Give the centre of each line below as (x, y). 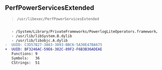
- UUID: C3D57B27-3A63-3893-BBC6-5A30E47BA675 (54, 45)
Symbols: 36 (26, 58)
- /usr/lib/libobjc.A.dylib (40, 40)
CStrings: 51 (26, 63)
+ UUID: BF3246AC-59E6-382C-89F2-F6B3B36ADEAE (54, 49)
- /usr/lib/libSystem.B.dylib (42, 36)
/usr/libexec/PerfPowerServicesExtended (58, 19)
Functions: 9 (24, 54)
